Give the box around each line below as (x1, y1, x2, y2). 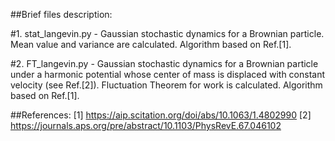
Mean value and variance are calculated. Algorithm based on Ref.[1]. (10, 39, 292, 50)
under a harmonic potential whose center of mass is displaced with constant (10, 69, 326, 80)
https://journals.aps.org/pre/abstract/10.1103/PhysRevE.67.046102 (10, 120, 282, 131)
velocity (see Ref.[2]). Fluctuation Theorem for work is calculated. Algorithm (10, 79, 323, 91)
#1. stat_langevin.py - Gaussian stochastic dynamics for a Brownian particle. (10, 28, 325, 39)
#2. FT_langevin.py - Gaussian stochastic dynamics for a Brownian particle (10, 58, 319, 69)
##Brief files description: (10, 9, 113, 20)
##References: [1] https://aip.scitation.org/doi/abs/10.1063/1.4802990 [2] (10, 109, 312, 121)
